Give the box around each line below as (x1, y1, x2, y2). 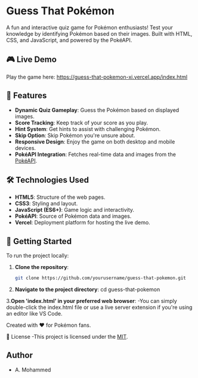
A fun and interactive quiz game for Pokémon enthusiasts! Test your (6, 24, 173, 31)
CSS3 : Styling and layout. (14, 200, 78, 207)
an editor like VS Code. (6, 310, 63, 317)
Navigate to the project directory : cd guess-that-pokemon (14, 286, 160, 293)
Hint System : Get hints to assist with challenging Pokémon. (14, 125, 161, 132)
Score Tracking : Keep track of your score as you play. (14, 119, 148, 126)
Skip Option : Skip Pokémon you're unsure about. (14, 132, 135, 139)
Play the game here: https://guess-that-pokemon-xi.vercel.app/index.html (6, 73, 188, 80)
